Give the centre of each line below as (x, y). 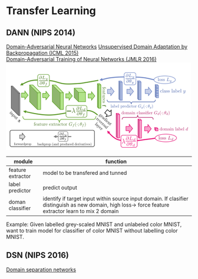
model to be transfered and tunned (85, 173)
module (23, 161)
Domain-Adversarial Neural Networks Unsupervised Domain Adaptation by (97, 46)
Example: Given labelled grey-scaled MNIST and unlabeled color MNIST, (94, 224)
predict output (60, 187)
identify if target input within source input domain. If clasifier (115, 199)
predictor (20, 190)
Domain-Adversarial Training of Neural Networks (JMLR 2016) (82, 59)
